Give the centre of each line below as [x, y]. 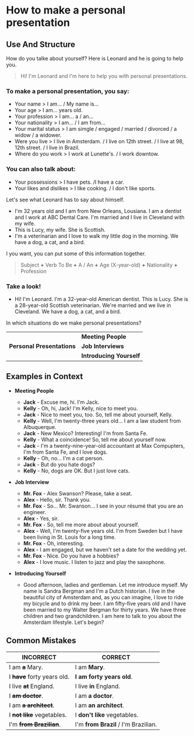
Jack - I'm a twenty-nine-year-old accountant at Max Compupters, [104, 445]
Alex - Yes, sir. [41, 518]
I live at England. [32, 686]
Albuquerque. [40, 427]
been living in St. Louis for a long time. [69, 537]
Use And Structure [41, 44]
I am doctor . [26, 696]
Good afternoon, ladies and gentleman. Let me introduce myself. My [105, 585]
